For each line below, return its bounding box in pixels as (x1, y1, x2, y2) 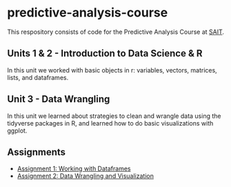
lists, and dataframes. (7, 73, 69, 81)
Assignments (7, 146, 66, 158)
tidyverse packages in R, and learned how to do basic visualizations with (7, 119, 214, 127)
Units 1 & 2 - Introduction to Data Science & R (7, 48, 203, 59)
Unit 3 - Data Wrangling (7, 93, 110, 105)
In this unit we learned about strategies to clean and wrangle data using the (7, 112, 221, 120)
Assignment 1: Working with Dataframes (17, 164, 131, 173)
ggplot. (7, 126, 28, 135)
